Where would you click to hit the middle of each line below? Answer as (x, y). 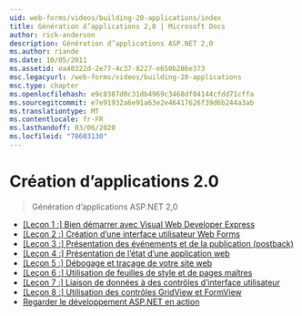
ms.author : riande (44, 52)
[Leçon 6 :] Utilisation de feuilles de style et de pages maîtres (137, 272)
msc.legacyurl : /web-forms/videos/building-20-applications (126, 77)
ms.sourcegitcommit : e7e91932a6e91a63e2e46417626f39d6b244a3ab (132, 102)
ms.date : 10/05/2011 (49, 60)
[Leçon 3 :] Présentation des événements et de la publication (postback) (158, 243)
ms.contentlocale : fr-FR (56, 119)
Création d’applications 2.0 (115, 182)
